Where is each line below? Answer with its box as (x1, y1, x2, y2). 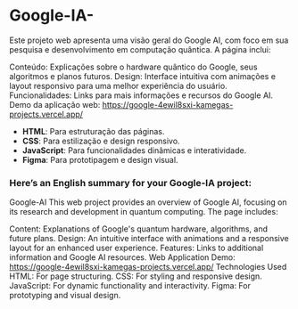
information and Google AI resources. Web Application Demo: (9, 252, 236, 263)
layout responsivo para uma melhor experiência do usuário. (9, 80, 228, 91)
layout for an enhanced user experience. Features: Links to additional (9, 242, 264, 254)
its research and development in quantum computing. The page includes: (9, 207, 278, 217)
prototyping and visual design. (9, 290, 121, 301)
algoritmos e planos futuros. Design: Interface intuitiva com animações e (9, 70, 277, 81)
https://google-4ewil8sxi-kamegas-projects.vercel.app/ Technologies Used (9, 262, 287, 272)
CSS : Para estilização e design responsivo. (21, 135, 180, 146)
